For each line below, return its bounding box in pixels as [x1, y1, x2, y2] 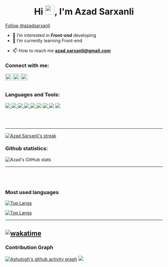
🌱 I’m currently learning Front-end [12, 38, 82, 44]
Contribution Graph [5, 244, 53, 251]
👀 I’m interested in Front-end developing [12, 32, 96, 38]
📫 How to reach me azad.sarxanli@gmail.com [12, 48, 111, 54]
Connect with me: [5, 62, 49, 69]
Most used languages [5, 188, 59, 195]
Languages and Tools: [5, 91, 60, 98]
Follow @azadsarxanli [5, 23, 50, 29]
